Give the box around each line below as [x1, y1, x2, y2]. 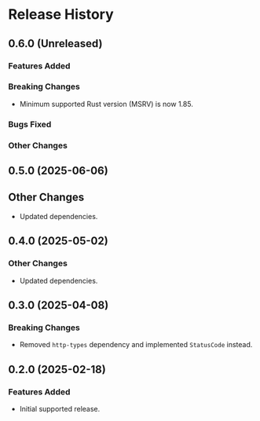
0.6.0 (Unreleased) [8, 37, 103, 50]
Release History [8, 5, 114, 24]
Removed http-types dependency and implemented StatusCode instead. [19, 340, 253, 350]
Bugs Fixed [8, 119, 52, 130]
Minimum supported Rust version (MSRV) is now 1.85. [19, 99, 194, 108]
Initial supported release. [19, 404, 101, 413]
